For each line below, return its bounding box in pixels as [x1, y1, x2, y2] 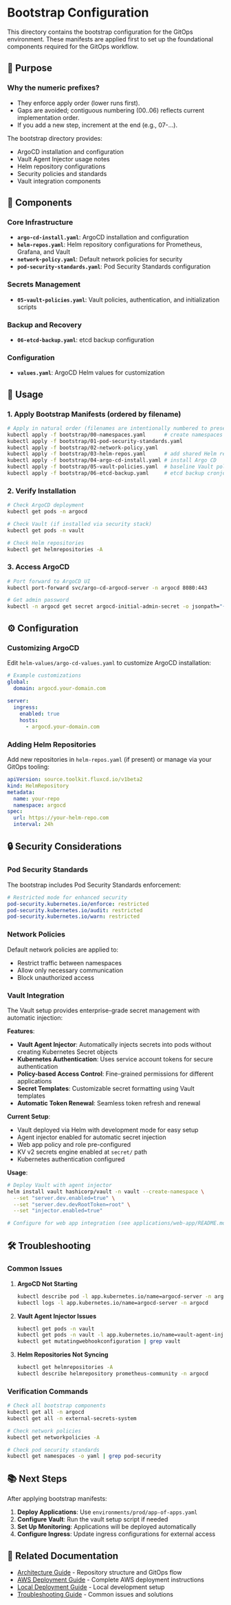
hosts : [19, 717, 38, 724]
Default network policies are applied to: [7, 945, 119, 954]
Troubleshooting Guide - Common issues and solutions [16, 1590, 174, 1598]
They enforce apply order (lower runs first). [16, 99, 140, 107]
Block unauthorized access [16, 973, 95, 981]
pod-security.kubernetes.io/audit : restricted [7, 907, 143, 914]
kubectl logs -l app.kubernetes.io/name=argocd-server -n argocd [16, 1299, 208, 1306]
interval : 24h [13, 821, 54, 828]
